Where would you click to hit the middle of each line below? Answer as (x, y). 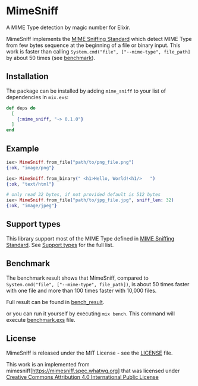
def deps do (21, 108)
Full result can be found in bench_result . (55, 302)
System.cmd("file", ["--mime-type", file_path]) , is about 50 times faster (98, 284)
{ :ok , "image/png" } (30, 167)
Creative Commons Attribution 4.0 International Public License (82, 377)
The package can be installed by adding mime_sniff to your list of (86, 91)
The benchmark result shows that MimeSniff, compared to (77, 278)
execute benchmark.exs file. (41, 319)
